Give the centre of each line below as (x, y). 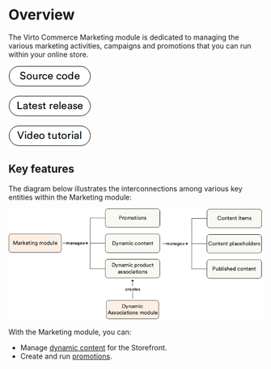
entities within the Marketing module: (70, 197)
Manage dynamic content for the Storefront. (93, 348)
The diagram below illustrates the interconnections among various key (125, 188)
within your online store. (49, 54)
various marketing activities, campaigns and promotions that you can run (130, 45)
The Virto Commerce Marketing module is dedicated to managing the (124, 37)
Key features (41, 169)
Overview (42, 15)
